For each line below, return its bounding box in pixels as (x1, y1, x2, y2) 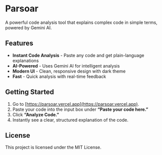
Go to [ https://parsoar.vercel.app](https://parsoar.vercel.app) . (12, 101, 140, 107)
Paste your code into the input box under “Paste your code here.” (12, 106, 149, 112)
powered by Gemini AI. (5, 24, 52, 30)
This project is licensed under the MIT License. (5, 145, 102, 151)
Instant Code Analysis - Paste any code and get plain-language (12, 52, 145, 58)
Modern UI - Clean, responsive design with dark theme (12, 68, 126, 74)
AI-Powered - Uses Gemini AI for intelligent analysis (12, 63, 120, 69)
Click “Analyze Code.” (12, 111, 59, 117)
